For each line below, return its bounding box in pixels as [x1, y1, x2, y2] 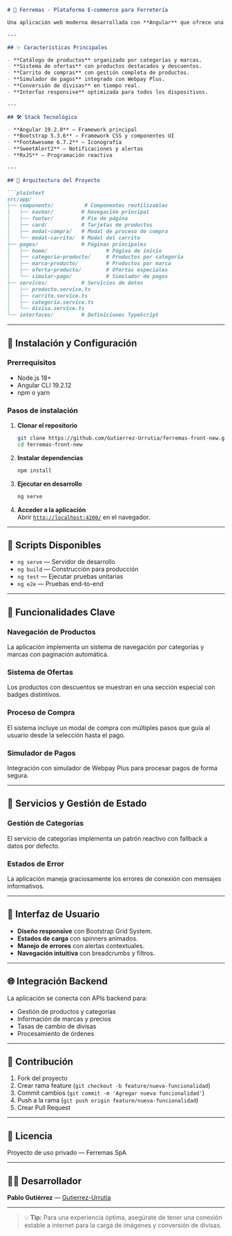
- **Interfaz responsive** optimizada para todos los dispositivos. [7, 89, 209, 96]
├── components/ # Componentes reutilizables [7, 202, 168, 209]
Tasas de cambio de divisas [17, 1021, 97, 1030]
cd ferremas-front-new [17, 441, 83, 448]
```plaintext [7, 189, 45, 197]
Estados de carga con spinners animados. [17, 934, 138, 943]
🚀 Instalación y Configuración [7, 337, 137, 349]
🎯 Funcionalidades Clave [7, 606, 115, 618]
